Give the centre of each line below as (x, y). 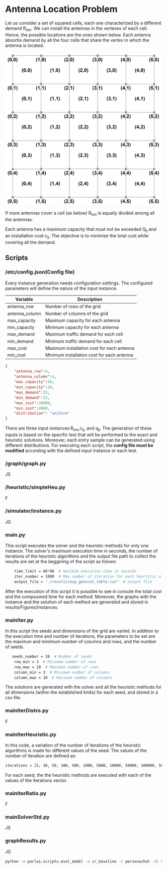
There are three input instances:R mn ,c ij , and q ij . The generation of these (79, 429)
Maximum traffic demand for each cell (84, 334)
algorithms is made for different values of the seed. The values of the (76, 750)
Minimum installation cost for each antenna (89, 355)
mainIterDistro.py (27, 711)
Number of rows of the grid (73, 306)
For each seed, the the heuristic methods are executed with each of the (78, 775)
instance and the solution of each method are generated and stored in (77, 602)
